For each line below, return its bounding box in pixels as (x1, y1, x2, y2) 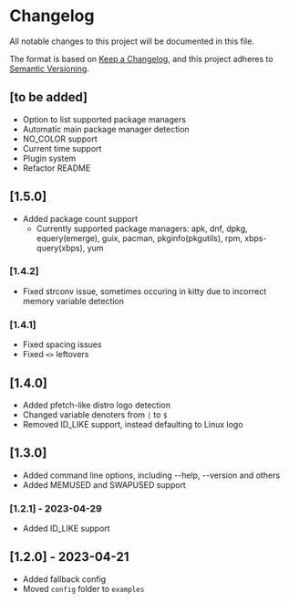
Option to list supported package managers (22, 113, 187, 124)
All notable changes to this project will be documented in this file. (9, 36, 255, 47)
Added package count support (22, 213, 139, 224)
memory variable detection (22, 295, 125, 306)
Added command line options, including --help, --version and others (22, 470, 281, 481)
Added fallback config (22, 573, 107, 585)
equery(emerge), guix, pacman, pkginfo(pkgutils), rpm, (36, 232, 243, 243)
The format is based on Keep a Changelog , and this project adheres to (9, 53, 274, 64)
